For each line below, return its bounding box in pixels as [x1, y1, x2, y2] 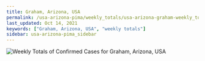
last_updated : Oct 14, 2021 [6, 20, 78, 26]
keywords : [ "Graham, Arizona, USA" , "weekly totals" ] [6, 25, 146, 32]
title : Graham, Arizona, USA [6, 8, 81, 15]
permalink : [6, 14, 34, 21]
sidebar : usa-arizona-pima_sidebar [6, 31, 97, 37]
